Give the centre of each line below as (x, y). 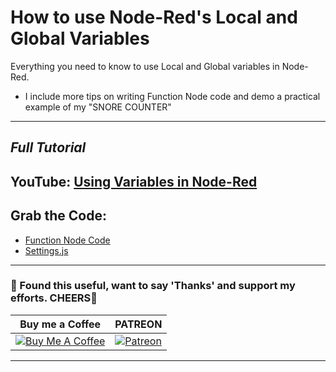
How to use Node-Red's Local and (154, 17)
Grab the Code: (58, 216)
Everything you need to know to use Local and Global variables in (145, 66)
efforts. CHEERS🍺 (54, 298)
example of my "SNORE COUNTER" (98, 107)
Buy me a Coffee (60, 324)
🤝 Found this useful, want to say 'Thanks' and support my (153, 286)
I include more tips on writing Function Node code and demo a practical (172, 96)
